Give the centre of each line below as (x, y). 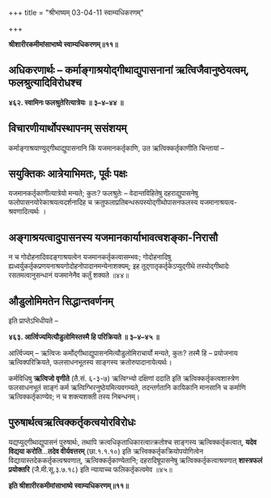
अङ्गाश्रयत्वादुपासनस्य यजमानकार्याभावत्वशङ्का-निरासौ (113, 238)
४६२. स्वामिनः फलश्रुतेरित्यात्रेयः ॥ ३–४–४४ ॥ (66, 102)
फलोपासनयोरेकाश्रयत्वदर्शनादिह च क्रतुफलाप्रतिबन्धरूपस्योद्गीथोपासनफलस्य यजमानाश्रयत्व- (123, 202)
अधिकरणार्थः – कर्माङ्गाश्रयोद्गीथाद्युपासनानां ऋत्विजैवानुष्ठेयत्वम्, (129, 70)
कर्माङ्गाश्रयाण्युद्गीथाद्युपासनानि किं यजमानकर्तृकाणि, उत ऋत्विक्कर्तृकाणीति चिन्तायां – (116, 148)
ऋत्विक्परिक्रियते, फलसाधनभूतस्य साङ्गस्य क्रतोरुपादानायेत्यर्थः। (90, 362)
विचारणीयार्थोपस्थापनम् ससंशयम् (68, 128)
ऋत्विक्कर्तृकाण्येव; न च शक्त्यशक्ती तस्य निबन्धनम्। (74, 397)
